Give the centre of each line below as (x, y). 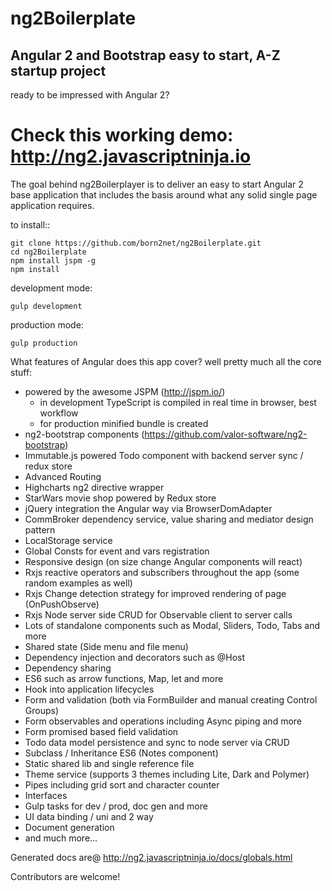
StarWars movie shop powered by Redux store (120, 498)
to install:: (30, 224)
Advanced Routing (63, 476)
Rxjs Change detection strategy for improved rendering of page (155, 593)
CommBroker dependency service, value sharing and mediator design (169, 519)
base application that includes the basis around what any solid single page (164, 194)
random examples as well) (78, 583)
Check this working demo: (122, 135)
